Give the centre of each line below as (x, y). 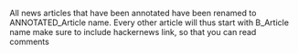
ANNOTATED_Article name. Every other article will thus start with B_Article (149, 22)
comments (30, 41)
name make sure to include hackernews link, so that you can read (133, 32)
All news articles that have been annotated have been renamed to (133, 13)
